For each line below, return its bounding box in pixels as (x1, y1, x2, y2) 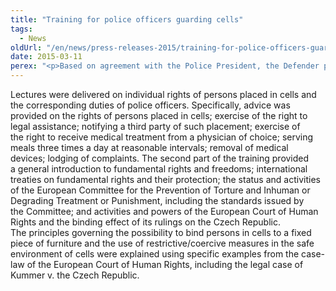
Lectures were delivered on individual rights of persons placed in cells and (10, 89, 317, 100)
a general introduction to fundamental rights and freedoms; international (10, 163, 308, 175)
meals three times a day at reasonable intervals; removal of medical (10, 142, 289, 153)
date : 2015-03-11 (10, 52, 83, 62)
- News (19, 33, 47, 43)
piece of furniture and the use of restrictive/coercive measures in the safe (10, 237, 315, 249)
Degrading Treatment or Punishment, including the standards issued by (10, 195, 305, 206)
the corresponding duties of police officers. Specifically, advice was (10, 99, 291, 111)
